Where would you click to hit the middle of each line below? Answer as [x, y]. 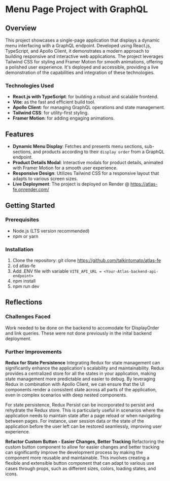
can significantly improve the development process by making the [74, 453]
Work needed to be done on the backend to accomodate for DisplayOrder [82, 327]
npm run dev [26, 286]
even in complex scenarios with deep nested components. [66, 395]
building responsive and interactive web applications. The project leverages [84, 56]
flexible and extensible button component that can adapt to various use [80, 463]
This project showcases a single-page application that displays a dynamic [82, 40]
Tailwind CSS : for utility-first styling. [50, 113]
